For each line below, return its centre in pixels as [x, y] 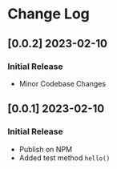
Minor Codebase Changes [62, 83]
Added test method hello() [65, 158]
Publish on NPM [46, 149]
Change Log [48, 14]
